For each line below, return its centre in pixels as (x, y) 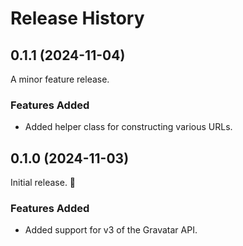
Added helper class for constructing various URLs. (128, 127)
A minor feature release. (60, 79)
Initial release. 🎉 (43, 183)
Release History (77, 18)
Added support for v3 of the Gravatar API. (111, 230)
